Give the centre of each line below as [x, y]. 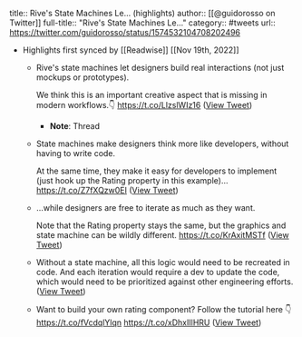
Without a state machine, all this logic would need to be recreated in [163, 262]
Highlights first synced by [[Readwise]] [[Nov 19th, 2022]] [131, 50]
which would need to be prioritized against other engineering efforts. [165, 282]
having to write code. [76, 153]
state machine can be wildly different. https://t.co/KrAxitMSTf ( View [162, 235]
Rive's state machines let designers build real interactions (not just [160, 68]
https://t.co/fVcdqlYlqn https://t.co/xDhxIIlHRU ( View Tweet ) [149, 322]
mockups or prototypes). [83, 77]
